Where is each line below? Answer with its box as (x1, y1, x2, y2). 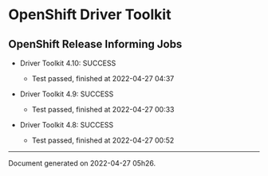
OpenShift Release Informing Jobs (8, 37, 183, 51)
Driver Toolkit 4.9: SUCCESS (19, 89, 114, 99)
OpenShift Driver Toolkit (8, 6, 171, 24)
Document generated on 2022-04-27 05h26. (8, 158, 156, 168)
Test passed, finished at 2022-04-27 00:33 (31, 105, 175, 114)
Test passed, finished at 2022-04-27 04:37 (31, 74, 175, 83)
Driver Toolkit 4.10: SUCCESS (19, 58, 116, 68)
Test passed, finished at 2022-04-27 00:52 (31, 135, 175, 145)
